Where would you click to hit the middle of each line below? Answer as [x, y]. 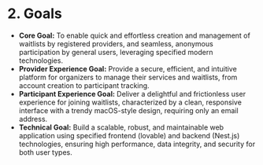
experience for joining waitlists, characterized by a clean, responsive [130, 102]
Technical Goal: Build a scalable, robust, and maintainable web [121, 127]
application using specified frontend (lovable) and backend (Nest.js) [129, 135]
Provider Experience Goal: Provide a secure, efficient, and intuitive [128, 68]
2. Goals [35, 14]
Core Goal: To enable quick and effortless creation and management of [135, 35]
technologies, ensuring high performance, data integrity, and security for [137, 144]
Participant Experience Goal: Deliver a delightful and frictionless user [132, 93]
